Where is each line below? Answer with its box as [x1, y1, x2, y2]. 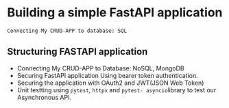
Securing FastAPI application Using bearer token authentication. [16, 71, 198, 79]
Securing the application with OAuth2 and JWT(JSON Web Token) [16, 79, 204, 87]
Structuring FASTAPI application [7, 46, 148, 57]
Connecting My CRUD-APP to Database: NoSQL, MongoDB [16, 64, 185, 72]
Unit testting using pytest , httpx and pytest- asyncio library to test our [16, 85, 217, 94]
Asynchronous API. [16, 93, 72, 101]
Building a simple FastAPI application [7, 5, 223, 21]
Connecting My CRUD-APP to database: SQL [7, 27, 128, 34]
